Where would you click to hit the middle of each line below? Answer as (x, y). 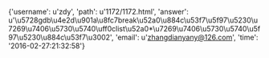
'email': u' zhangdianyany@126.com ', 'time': (187, 37)
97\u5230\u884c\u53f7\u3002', (61, 37)
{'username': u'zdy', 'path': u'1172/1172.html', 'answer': (98, 12)
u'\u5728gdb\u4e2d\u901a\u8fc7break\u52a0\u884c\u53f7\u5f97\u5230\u (133, 20)
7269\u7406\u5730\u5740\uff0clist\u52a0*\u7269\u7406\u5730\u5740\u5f (134, 29)
